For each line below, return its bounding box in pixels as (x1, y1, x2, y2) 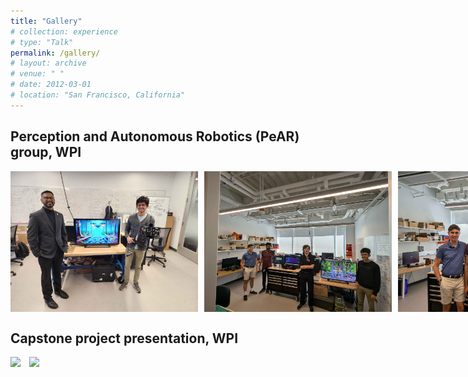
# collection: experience (10, 26, 118, 37)
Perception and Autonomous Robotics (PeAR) (10, 128, 300, 145)
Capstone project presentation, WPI (10, 330, 239, 347)
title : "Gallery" (10, 16, 83, 26)
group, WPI (10, 144, 82, 161)
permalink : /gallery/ (10, 48, 101, 58)
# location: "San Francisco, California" (10, 90, 186, 100)
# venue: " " (10, 69, 65, 79)
